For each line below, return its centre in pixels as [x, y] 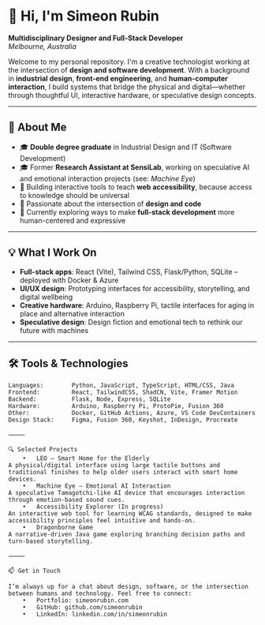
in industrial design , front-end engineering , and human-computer [118, 78]
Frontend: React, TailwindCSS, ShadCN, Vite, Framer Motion [123, 393]
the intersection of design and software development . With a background [129, 69]
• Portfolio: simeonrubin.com [75, 601]
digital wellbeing [46, 297]
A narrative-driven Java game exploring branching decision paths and [127, 535]
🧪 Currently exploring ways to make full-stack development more [127, 211]
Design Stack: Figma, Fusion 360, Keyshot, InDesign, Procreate [123, 420]
